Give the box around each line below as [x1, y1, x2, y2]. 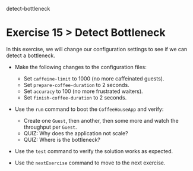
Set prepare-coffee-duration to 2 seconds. [23, 81, 129, 88]
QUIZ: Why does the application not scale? [23, 129, 128, 136]
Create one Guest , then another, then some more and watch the [23, 117, 179, 124]
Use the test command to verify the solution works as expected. [14, 147, 173, 154]
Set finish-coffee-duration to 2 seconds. [23, 94, 127, 101]
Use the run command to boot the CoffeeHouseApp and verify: [14, 105, 164, 113]
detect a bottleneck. [6, 52, 55, 59]
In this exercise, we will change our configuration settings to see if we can [6, 45, 188, 52]
